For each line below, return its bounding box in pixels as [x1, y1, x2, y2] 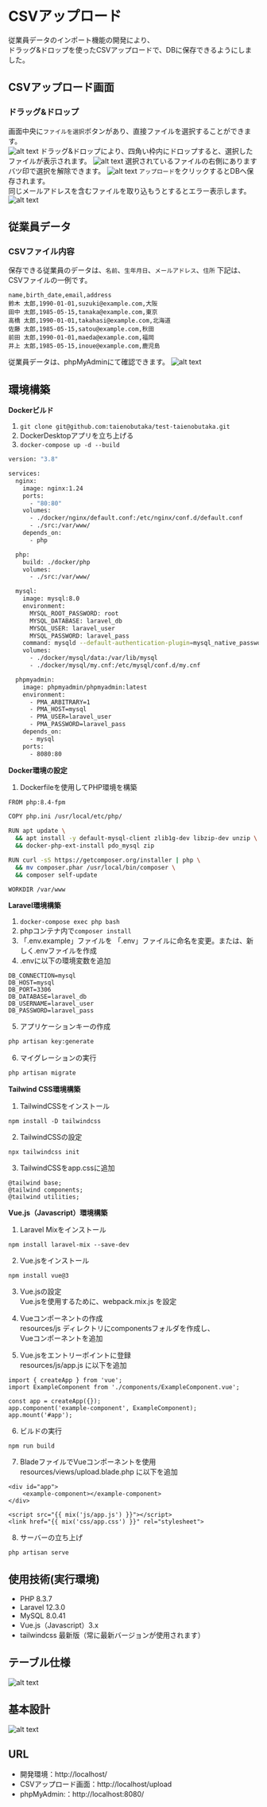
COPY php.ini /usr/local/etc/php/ [8, 812, 123, 821]
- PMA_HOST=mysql [29, 705, 87, 713]
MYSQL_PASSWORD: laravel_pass [29, 631, 130, 640]
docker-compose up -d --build [19, 442, 121, 450]
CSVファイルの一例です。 [8, 276, 92, 285]
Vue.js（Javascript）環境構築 [8, 1208, 108, 1218]
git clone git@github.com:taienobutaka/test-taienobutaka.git [19, 423, 230, 431]
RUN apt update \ [8, 827, 66, 835]
